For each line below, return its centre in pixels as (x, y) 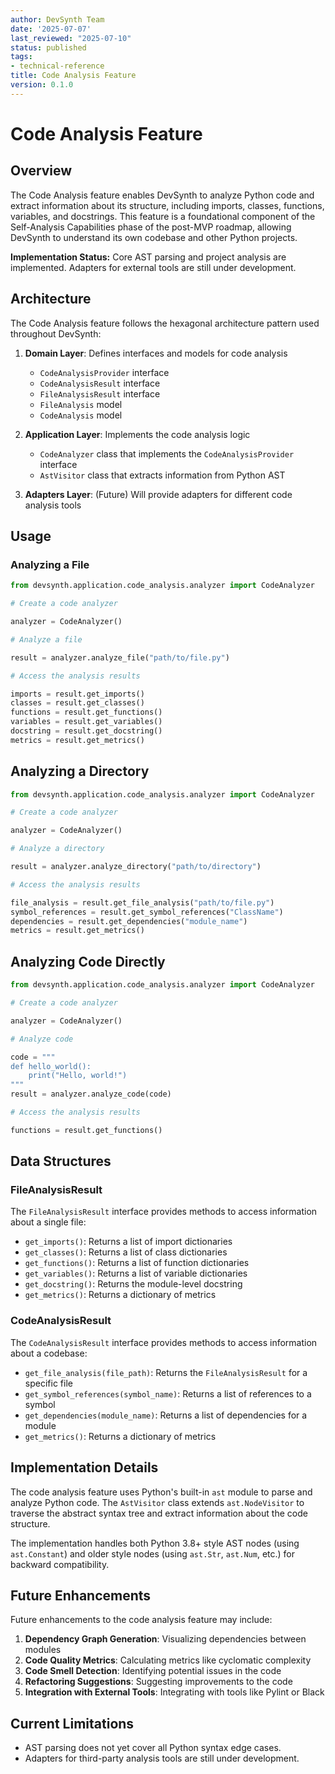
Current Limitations (72, 1723)
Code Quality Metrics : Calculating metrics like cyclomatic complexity (168, 1660)
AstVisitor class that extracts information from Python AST (162, 475)
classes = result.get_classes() (77, 703)
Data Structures (61, 1161)
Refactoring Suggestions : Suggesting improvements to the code (158, 1682)
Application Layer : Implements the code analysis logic (137, 434)
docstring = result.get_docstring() (86, 731)
